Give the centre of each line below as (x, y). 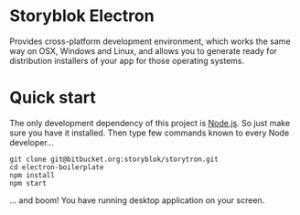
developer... (32, 142)
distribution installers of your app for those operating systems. (127, 60)
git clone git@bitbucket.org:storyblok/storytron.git (114, 159)
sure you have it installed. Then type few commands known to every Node (150, 133)
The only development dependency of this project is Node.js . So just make (150, 123)
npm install (32, 175)
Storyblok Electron (82, 16)
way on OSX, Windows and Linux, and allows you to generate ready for (143, 50)
